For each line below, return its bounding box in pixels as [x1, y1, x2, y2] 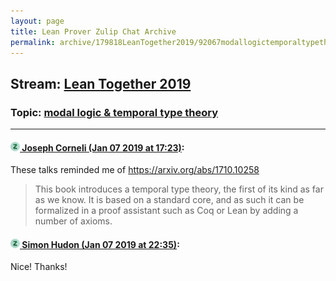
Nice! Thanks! [10, 261, 68, 273]
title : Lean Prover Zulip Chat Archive [10, 26, 177, 37]
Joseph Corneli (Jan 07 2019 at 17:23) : [21, 141, 185, 154]
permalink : [10, 37, 56, 47]
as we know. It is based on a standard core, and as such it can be [34, 194, 305, 206]
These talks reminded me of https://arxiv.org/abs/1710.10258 [10, 164, 260, 176]
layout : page [10, 16, 65, 26]
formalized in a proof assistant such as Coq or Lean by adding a [34, 205, 299, 217]
